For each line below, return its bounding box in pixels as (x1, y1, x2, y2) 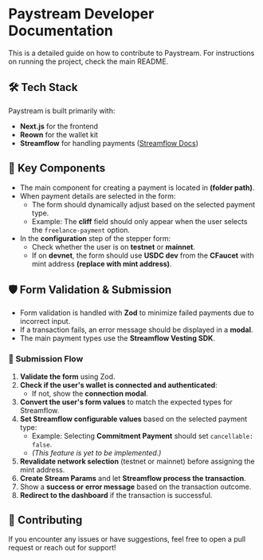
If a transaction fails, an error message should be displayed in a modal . (19, 325, 253, 335)
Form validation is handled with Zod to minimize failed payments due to (19, 308, 255, 317)
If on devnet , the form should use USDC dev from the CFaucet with (31, 250, 255, 260)
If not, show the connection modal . (31, 388, 149, 398)
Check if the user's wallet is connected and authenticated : (19, 380, 218, 389)
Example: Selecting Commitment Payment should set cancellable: (31, 431, 253, 440)
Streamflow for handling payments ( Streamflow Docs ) (19, 138, 199, 148)
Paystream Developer (8, 5, 155, 23)
